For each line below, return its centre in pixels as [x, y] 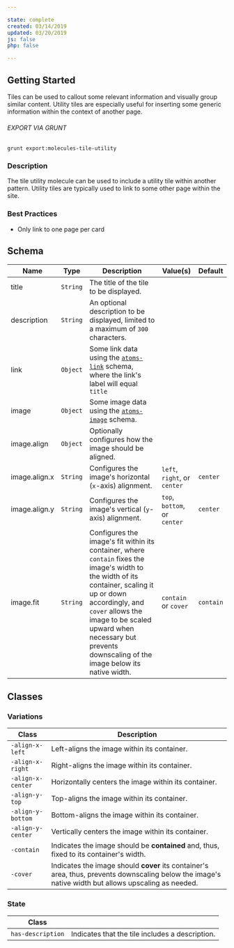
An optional [108, 303]
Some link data [114, 349]
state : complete [31, 20]
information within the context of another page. [75, 112]
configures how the [121, 439]
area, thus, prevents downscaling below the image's [136, 874]
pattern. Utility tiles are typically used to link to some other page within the [114, 188]
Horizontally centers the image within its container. [134, 782]
